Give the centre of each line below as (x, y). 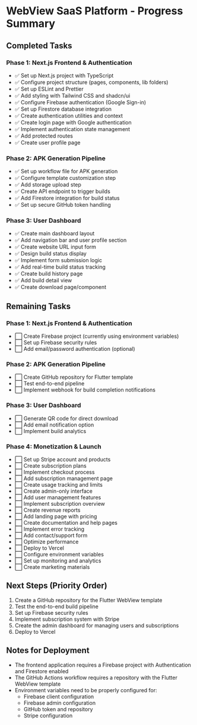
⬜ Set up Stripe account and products (63, 459)
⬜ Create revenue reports (47, 510)
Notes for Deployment (48, 651)
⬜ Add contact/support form (51, 536)
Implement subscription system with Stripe (67, 619)
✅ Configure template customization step (65, 178)
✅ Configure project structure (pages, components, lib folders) (91, 82)
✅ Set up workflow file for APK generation (66, 172)
